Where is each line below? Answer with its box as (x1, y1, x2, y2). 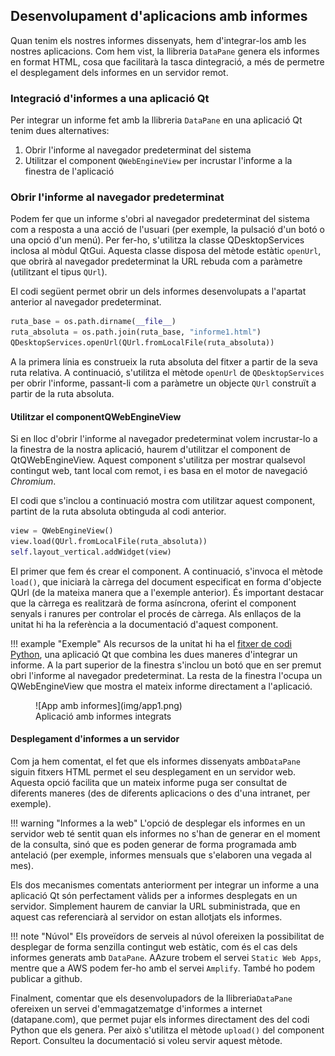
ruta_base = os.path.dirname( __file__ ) (10, 317, 177, 327)
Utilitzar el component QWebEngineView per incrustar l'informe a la (24, 155, 293, 167)
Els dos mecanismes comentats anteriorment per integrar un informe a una (10, 879, 320, 891)
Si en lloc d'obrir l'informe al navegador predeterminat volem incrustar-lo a (10, 433, 318, 445)
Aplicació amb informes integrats (35, 710, 172, 722)
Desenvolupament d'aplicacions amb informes (10, 8, 308, 25)
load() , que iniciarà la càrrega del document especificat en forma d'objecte (10, 575, 322, 588)
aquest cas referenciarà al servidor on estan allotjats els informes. (10, 911, 283, 923)
